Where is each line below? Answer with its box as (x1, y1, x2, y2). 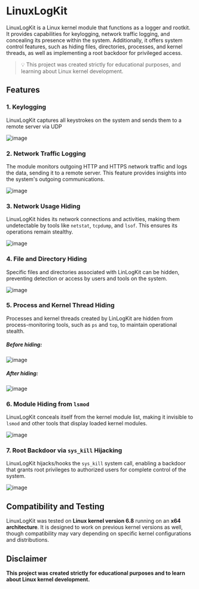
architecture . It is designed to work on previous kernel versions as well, (6, 524, 183, 531)
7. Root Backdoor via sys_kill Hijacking (6, 446, 123, 455)
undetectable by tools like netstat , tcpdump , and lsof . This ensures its (6, 222, 178, 229)
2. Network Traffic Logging (6, 149, 86, 158)
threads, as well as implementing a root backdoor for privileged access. (6, 49, 182, 56)
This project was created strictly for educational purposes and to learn (6, 569, 185, 576)
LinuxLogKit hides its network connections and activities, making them (6, 216, 180, 223)
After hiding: (6, 370, 39, 377)
